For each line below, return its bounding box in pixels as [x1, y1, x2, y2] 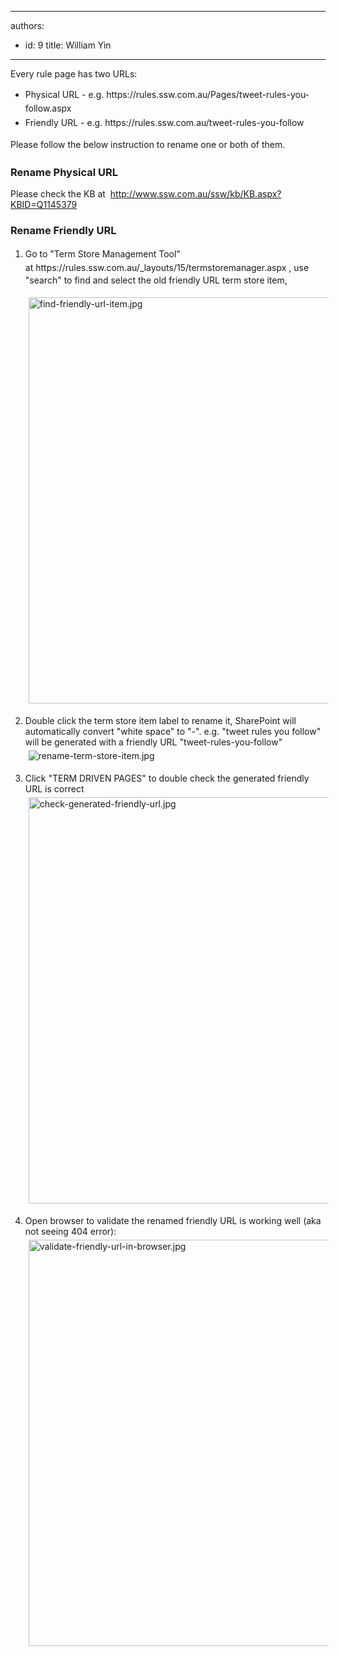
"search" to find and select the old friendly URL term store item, [24, 274, 288, 286]
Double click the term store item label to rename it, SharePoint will [24, 715, 297, 727]
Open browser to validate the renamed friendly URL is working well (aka [24, 1215, 322, 1227]
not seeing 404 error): [24, 1226, 117, 1238]
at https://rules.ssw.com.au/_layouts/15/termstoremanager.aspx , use [24, 261, 310, 273]
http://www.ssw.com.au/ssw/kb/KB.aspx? [109, 188, 282, 200]
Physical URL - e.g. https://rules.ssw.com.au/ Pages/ [24, 89, 240, 100]
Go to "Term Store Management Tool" [24, 247, 181, 260]
